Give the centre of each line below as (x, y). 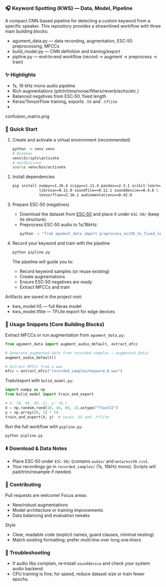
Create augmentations (42, 276)
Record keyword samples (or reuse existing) (64, 271)
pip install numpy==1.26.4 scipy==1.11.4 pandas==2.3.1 (71, 186)
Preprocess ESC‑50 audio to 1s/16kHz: (59, 224)
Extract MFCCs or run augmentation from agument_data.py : (65, 335)
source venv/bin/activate (39, 167)
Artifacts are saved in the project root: (44, 296)
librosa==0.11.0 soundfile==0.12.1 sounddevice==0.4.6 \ (99, 191)
